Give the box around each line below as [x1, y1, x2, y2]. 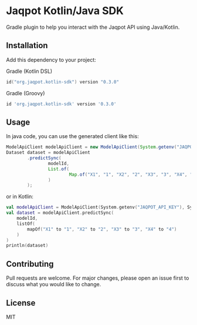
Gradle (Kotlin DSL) [6, 68, 53, 75]
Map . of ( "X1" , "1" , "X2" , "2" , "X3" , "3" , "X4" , [69, 172, 188, 177]
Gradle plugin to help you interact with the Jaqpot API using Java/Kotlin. [6, 24, 180, 31]
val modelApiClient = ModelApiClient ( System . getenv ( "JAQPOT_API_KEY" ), [6, 205, 185, 210]
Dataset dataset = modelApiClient [6, 150, 91, 156]
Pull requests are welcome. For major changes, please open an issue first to [6, 274, 189, 282]
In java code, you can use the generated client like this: [6, 133, 139, 140]
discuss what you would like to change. [6, 281, 101, 288]
